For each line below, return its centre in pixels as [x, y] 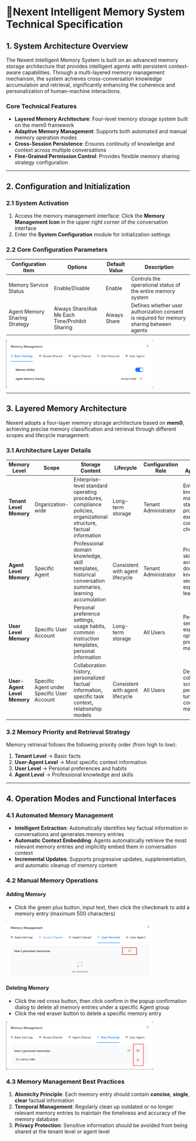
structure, [85, 523]
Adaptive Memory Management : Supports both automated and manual [101, 132]
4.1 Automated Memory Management [60, 815]
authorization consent [157, 312]
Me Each [64, 315]
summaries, [88, 587]
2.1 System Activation [37, 203]
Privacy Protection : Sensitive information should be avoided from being [101, 1125]
